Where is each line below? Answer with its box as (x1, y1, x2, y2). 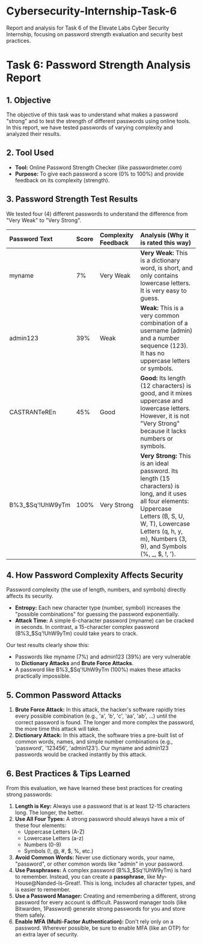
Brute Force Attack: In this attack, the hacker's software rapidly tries (14, 706, 186, 713)
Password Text (9, 234, 53, 243)
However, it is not (140, 412, 189, 420)
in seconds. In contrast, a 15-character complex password (14, 623, 159, 631)
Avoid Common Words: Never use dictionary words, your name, (14, 854, 175, 861)
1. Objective (6, 95, 51, 105)
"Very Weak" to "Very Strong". (6, 216, 82, 224)
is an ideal (140, 459, 170, 467)
